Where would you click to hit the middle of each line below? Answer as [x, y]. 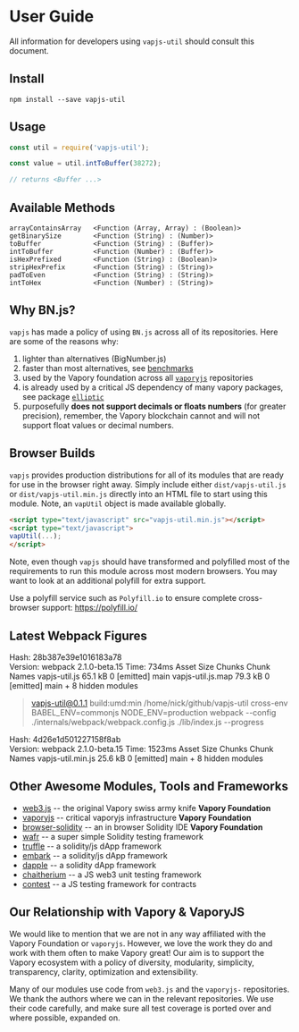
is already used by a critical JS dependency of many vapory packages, [153, 387]
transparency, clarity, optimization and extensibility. [104, 971]
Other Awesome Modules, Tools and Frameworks [149, 787]
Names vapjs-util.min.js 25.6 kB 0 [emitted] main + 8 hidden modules [137, 758]
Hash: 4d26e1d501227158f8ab [65, 739]
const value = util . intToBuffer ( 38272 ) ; [86, 164]
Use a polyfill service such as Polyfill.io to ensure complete [123, 598]
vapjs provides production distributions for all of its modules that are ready [146, 475]
